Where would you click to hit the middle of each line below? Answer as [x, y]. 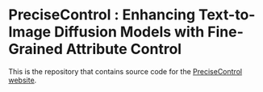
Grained [35, 49]
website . [23, 80]
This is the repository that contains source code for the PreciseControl [125, 71]
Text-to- [227, 15]
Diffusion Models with [129, 32]
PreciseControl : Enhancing [102, 15]
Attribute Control [124, 49]
